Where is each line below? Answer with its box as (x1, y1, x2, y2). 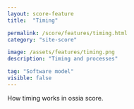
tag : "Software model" (7, 68, 74, 75)
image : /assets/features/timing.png (7, 49, 115, 56)
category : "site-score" (7, 36, 78, 43)
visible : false (7, 75, 52, 82)
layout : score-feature (7, 10, 74, 18)
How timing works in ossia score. (7, 94, 104, 102)
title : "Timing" (7, 17, 59, 24)
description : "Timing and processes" (7, 56, 118, 63)
